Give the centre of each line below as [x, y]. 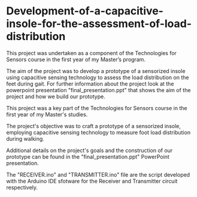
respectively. [22, 187]
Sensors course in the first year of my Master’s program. [76, 59]
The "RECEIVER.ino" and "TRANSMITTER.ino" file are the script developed [98, 174]
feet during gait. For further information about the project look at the [90, 84]
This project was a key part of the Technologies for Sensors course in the [97, 108]
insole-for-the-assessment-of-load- [99, 24]
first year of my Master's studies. [47, 114]
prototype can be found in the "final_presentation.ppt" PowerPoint [88, 156]
